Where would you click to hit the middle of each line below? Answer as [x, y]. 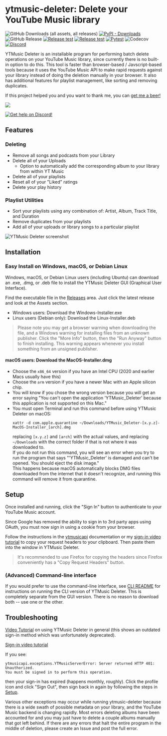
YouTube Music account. [31, 512]
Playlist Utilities [24, 200]
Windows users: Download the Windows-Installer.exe [67, 313]
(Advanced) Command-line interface [51, 575]
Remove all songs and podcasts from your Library [64, 155]
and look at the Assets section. [37, 303]
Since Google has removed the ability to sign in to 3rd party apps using [78, 522]
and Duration [26, 216]
